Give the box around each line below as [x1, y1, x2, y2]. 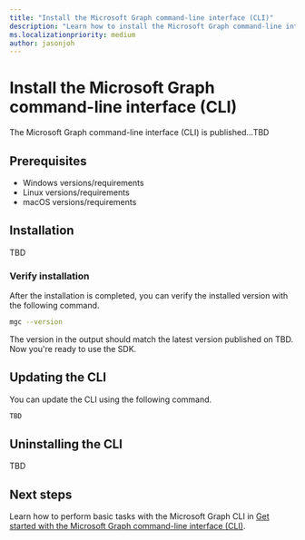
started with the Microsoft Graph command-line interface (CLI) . [9, 521, 247, 532]
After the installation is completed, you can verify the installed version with [9, 290, 289, 301]
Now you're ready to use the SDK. [9, 343, 137, 354]
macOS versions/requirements [22, 197, 137, 207]
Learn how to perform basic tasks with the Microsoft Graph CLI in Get [9, 511, 270, 522]
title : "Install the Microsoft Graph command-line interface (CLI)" [9, 13, 274, 23]
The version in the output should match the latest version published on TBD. [9, 333, 294, 345]
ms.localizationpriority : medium [9, 30, 136, 39]
